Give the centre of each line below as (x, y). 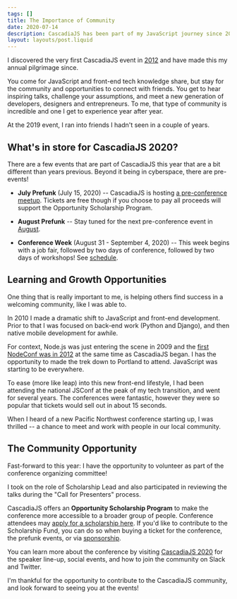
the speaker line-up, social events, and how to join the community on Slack (116, 559)
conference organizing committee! (57, 473)
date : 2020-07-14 (33, 27)
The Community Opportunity (72, 449)
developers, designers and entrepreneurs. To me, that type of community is (117, 104)
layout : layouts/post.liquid (50, 40)
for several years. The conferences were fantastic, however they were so (114, 398)
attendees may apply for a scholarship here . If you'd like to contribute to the (117, 523)
